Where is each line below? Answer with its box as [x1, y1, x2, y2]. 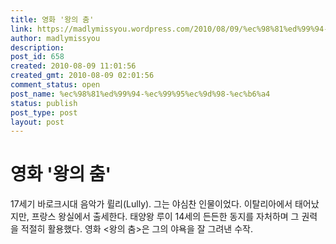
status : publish [10, 98, 78, 108]
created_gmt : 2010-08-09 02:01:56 [10, 71, 155, 81]
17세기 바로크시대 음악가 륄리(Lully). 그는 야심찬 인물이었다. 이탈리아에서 [10, 198, 293, 210]
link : [10, 24, 33, 34]
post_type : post [10, 107, 78, 118]
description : [10, 42, 65, 53]
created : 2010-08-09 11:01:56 [10, 61, 137, 71]
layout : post [10, 117, 65, 127]
